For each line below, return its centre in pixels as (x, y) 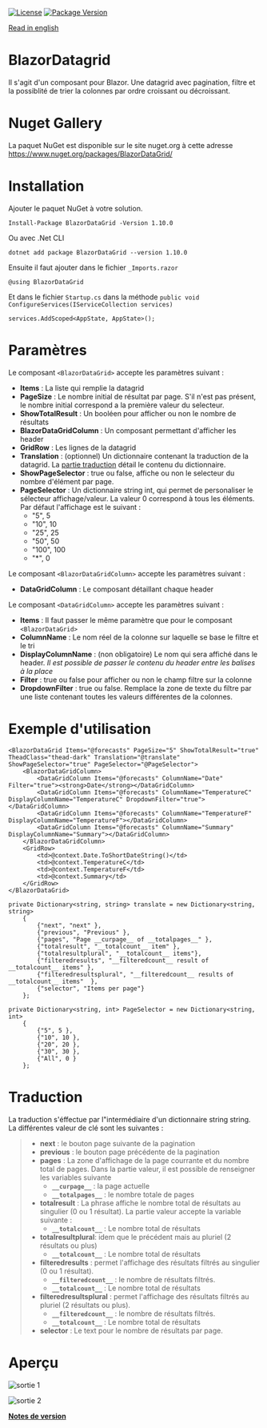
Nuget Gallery (55, 123)
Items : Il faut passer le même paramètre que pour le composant (126, 620)
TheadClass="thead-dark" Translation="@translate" (94, 757)
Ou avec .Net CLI (36, 238)
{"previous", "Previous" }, (84, 933)
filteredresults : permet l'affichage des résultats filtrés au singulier (149, 1262)
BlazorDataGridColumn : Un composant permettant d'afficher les (128, 430)
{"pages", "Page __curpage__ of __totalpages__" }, (125, 939)
